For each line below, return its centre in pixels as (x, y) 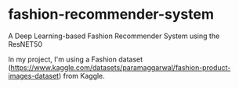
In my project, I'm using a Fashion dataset (76, 59)
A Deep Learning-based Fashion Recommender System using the (114, 36)
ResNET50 (25, 44)
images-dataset (34, 76)
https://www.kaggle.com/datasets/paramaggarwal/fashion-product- (121, 67)
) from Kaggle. (82, 76)
